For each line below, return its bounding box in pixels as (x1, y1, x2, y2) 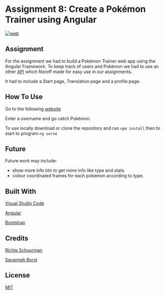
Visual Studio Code (5, 200, 45, 207)
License (5, 271, 30, 280)
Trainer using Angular (5, 14, 97, 25)
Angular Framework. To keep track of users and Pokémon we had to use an (5, 63, 159, 69)
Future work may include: (5, 158, 57, 164)
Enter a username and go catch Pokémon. (5, 115, 91, 121)
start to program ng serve (5, 130, 57, 136)
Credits (5, 234, 29, 242)
